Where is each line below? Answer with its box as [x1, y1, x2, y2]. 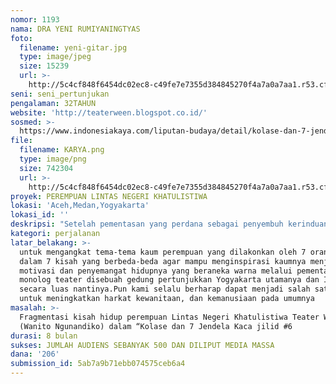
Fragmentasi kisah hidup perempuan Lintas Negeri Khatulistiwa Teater [19, 312, 320, 322]
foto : [10, 33, 33, 43]
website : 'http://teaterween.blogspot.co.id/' [10, 107, 208, 118]
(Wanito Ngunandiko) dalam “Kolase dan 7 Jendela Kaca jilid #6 [19, 321, 293, 331]
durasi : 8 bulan [10, 331, 78, 341]
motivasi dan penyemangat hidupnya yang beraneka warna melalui [19, 266, 293, 276]
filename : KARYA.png [19, 145, 105, 155]
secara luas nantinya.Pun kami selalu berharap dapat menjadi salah [19, 284, 311, 295]
